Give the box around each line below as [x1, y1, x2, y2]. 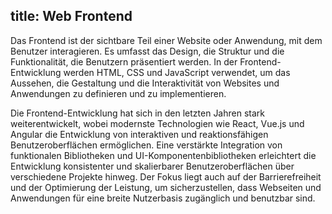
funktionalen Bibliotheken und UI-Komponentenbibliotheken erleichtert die [10, 149, 317, 161]
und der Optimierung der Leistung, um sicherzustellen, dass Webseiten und [10, 181, 322, 193]
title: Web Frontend [10, 8, 133, 25]
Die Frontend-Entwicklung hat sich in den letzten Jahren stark [10, 107, 265, 119]
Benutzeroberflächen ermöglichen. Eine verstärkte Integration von [10, 139, 283, 151]
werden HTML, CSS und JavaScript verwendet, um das [63, 66, 291, 78]
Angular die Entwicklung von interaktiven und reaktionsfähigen [10, 128, 269, 140]
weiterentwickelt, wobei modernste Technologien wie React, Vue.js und [10, 117, 305, 129]
